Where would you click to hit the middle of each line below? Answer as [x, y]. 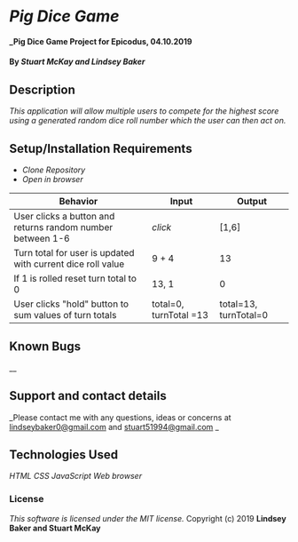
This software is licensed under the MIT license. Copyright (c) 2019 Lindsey [148, 518]
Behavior [78, 201]
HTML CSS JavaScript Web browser [76, 476]
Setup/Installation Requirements [101, 148]
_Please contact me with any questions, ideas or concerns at [121, 417]
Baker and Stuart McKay [55, 528]
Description [42, 89]
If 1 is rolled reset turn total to [75, 279]
